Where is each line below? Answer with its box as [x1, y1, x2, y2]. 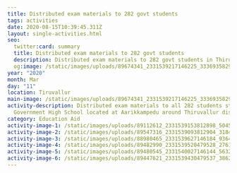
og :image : [13, 63, 42, 70]
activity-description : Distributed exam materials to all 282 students [7, 102, 222, 109]
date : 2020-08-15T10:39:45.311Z [7, 23, 102, 30]
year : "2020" [7, 69, 46, 76]
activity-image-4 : [7, 142, 61, 149]
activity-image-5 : [7, 148, 61, 155]
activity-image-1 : [7, 121, 61, 129]
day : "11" [7, 83, 37, 90]
